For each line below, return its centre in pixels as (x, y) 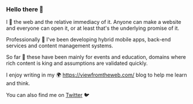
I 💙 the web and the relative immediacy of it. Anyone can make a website (94, 22)
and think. (18, 84)
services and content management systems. (60, 46)
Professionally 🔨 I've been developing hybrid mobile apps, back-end (89, 40)
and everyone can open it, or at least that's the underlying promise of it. (93, 28)
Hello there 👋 (25, 9)
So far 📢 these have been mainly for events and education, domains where (96, 57)
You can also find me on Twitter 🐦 (48, 95)
